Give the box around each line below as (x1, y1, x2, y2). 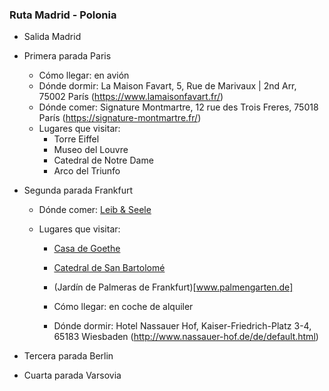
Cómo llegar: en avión (38, 69, 130, 82)
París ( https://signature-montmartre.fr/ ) (38, 112, 202, 124)
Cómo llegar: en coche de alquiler (53, 301, 194, 313)
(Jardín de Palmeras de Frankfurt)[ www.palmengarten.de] (53, 281, 294, 293)
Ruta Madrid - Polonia (9, 8, 117, 22)
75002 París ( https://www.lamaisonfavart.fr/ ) (38, 91, 224, 103)
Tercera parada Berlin (23, 350, 114, 362)
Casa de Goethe (53, 243, 121, 255)
